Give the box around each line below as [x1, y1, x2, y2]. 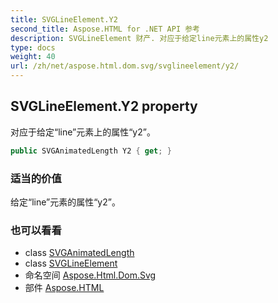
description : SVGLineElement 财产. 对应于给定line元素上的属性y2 [10, 33, 269, 43]
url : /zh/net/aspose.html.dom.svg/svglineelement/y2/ [10, 61, 240, 71]
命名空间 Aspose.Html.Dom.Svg [24, 269, 157, 281]
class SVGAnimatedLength [24, 247, 135, 259]
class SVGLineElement [24, 257, 118, 270]
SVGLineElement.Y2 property [10, 98, 198, 115]
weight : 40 [10, 52, 56, 62]
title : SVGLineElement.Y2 [10, 14, 118, 25]
